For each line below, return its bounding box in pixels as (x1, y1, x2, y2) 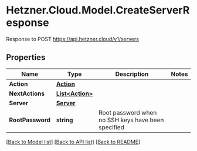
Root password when (98, 108, 157, 116)
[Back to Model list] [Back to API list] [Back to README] (6, 138, 141, 145)
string (56, 116, 73, 124)
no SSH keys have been (98, 116, 164, 124)
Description (115, 70, 149, 78)
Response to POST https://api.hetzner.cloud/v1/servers (6, 35, 140, 42)
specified (98, 123, 124, 131)
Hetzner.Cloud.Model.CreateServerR (6, 4, 190, 17)
